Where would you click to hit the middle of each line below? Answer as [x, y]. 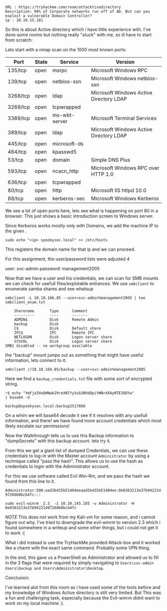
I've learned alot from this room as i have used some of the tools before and [83, 587]
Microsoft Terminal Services [124, 118]
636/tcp [17, 182]
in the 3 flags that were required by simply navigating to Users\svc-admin [80, 563]
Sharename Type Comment [51, 311]
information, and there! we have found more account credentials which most [83, 421]
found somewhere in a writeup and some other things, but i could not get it [82, 528]
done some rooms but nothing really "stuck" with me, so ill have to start [78, 35]
